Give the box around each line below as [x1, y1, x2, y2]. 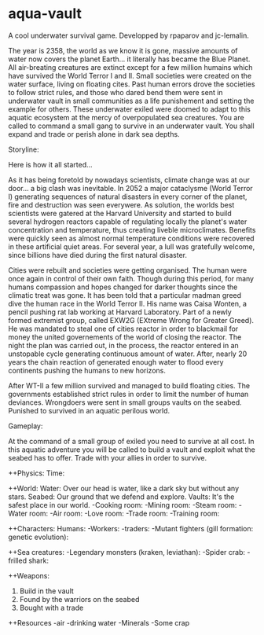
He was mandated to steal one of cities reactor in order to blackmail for [8, 324, 239, 333]
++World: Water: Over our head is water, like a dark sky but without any [8, 483, 240, 493]
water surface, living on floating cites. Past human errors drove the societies [8, 79, 255, 89]
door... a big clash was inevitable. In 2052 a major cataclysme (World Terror [8, 183, 253, 193]
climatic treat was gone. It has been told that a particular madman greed [8, 290, 242, 299]
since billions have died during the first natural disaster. [8, 250, 187, 259]
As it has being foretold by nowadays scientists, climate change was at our [8, 174, 250, 185]
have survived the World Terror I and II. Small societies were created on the [8, 71, 252, 80]
